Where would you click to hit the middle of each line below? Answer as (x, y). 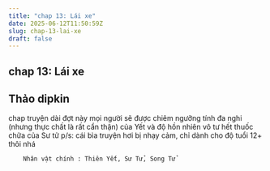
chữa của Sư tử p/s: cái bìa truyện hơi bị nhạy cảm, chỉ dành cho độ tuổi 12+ (135, 135)
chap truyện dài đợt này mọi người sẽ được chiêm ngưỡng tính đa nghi (125, 118)
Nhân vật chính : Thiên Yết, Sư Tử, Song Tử (99, 159)
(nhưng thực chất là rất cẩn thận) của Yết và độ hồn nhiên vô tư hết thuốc (131, 127)
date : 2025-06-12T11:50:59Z (56, 24)
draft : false (30, 38)
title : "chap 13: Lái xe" (52, 16)
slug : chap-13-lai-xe (45, 31)
